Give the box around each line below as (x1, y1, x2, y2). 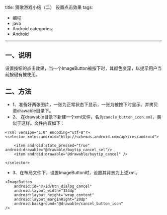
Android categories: (12, 26, 53, 31)
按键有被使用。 (9, 71, 40, 77)
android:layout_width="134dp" (14, 188, 77, 193)
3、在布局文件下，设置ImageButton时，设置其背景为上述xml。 (12, 169, 140, 175)
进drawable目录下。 (12, 107, 54, 113)
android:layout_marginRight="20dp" (14, 197, 88, 202)
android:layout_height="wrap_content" (14, 192, 94, 197)
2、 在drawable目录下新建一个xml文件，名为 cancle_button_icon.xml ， (12, 113, 158, 120)
